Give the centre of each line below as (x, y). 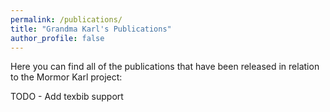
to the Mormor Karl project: (66, 77)
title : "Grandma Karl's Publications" (91, 29)
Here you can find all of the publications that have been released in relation (165, 67)
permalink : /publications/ (66, 19)
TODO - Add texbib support (67, 97)
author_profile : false (57, 38)
